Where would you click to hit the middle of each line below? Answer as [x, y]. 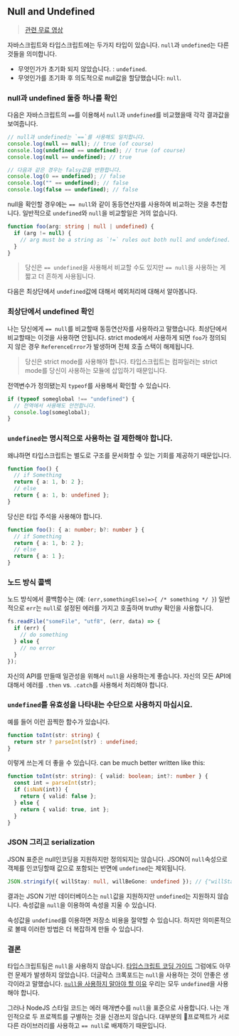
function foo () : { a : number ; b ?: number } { [76, 529]
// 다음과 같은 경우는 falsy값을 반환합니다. [65, 170]
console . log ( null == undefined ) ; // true [70, 157]
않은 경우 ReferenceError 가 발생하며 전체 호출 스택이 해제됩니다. [104, 346]
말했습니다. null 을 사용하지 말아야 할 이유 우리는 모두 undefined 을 [123, 983]
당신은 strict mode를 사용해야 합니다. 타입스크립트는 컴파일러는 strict [121, 361]
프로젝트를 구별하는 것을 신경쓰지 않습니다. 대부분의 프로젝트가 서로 [134, 1016]
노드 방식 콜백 [30, 582]
